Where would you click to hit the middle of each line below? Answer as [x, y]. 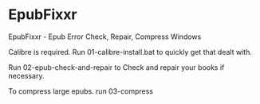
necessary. [27, 75]
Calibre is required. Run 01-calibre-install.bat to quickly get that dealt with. [130, 52]
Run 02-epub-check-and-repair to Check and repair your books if [116, 67]
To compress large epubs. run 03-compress [81, 91]
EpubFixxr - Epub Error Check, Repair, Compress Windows [105, 37]
